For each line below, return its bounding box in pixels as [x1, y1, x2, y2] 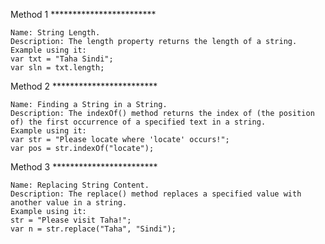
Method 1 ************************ [10, 9, 157, 20]
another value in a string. [10, 198, 128, 208]
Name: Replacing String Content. [10, 180, 150, 190]
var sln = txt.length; [10, 63, 105, 73]
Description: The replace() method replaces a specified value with [10, 189, 302, 199]
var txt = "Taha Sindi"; [10, 54, 114, 64]
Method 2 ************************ [10, 80, 158, 92]
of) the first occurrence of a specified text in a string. [10, 117, 267, 127]
